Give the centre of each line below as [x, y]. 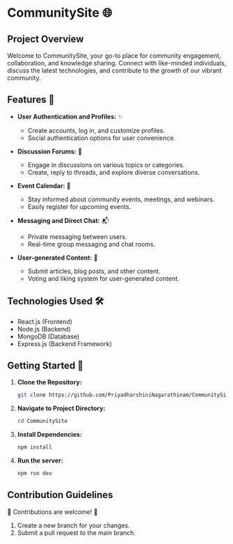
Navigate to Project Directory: [61, 408]
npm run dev [34, 474]
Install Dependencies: [49, 435]
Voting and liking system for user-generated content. [103, 278]
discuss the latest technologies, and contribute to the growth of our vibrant [114, 70]
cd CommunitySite [42, 421]
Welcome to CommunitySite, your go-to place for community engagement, [114, 56]
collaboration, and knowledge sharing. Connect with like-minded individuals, [117, 63]
